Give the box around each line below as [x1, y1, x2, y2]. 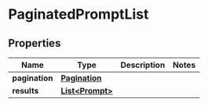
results [12, 86, 39, 96]
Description [120, 60, 166, 70]
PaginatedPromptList [8, 5, 149, 23]
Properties [8, 37, 61, 50]
